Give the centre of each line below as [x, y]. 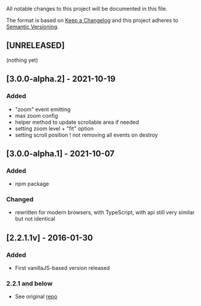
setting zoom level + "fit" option [54, 128]
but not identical [35, 219]
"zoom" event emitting [43, 109]
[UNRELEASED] [35, 45]
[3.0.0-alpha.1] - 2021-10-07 [61, 154]
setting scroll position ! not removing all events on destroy [86, 135]
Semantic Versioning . [32, 27]
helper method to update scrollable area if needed [77, 122]
